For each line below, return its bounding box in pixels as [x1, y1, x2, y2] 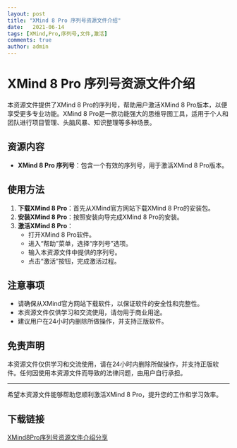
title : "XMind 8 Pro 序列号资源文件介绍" [7, 17, 121, 24]
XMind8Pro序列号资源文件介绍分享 [7, 433, 108, 442]
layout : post [7, 10, 46, 18]
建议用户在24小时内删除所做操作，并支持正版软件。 [17, 317, 168, 326]
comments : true [7, 37, 52, 44]
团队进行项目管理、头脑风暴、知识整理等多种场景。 [7, 118, 156, 126]
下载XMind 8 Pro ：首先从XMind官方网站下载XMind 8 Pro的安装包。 [17, 204, 215, 212]
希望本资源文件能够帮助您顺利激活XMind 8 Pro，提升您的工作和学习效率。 [7, 390, 223, 399]
